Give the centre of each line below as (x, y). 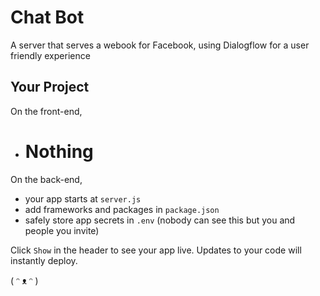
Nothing (59, 151)
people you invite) (62, 230)
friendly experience (50, 55)
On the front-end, (46, 111)
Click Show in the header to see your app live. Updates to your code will (156, 250)
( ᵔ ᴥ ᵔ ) (24, 280)
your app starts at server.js (83, 198)
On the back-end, (46, 179)
